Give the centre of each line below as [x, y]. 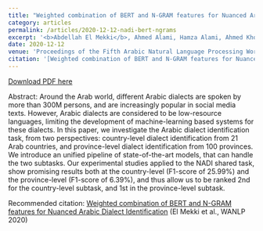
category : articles [40, 23]
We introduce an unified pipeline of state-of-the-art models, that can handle [131, 154]
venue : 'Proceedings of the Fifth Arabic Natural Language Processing [126, 52]
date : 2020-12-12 [36, 45]
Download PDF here [40, 81]
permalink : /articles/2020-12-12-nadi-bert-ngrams [92, 30]
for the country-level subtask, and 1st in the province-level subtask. [117, 188]
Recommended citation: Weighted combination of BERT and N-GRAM [120, 203]
